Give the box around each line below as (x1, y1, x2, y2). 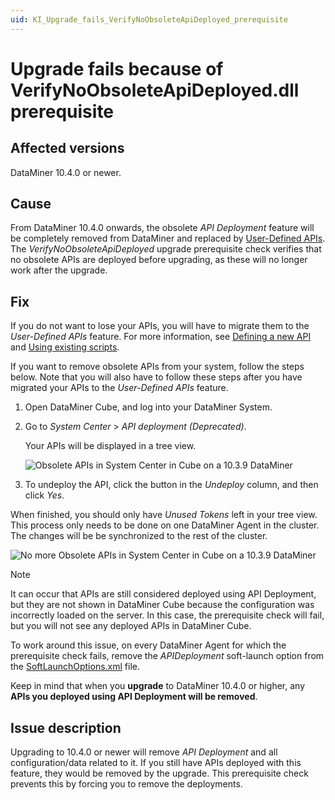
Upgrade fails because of (10, 57, 224, 80)
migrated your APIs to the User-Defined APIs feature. (10, 382, 229, 394)
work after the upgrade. (10, 264, 108, 276)
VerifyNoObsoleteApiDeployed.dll (10, 79, 300, 101)
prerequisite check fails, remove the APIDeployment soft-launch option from (10, 650, 325, 662)
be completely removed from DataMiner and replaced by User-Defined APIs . (10, 232, 326, 245)
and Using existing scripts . (10, 341, 120, 353)
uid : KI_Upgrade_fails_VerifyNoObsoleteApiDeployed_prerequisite (10, 14, 288, 25)
